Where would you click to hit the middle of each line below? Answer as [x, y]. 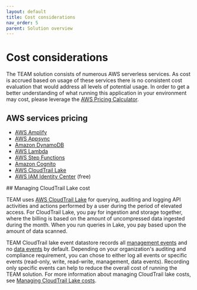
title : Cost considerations [41, 17]
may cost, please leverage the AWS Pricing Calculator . [73, 99]
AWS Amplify [31, 132]
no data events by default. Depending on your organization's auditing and [96, 249]
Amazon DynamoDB [39, 145]
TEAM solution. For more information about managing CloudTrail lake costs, [99, 274]
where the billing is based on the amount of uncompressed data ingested [96, 218]
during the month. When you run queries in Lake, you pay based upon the [96, 225]
